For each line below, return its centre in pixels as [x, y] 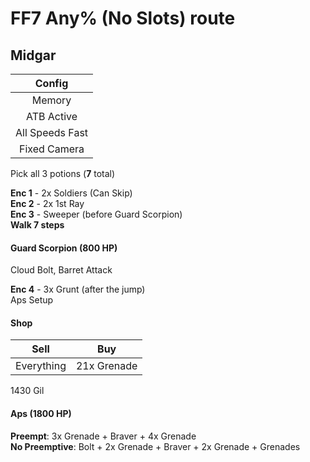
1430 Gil [27, 391]
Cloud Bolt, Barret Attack [61, 270]
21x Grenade [106, 366]
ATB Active [51, 116]
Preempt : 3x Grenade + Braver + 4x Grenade [103, 436]
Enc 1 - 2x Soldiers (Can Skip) [71, 193]
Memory [51, 100]
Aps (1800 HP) [41, 413]
